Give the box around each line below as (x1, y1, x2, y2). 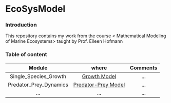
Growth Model (82, 72, 117, 80)
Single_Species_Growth (10, 72, 67, 80)
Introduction (5, 21, 37, 29)
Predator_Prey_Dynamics (8, 81, 68, 88)
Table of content (5, 51, 47, 58)
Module (28, 64, 48, 71)
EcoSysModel (5, 3, 66, 15)
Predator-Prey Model (73, 81, 125, 88)
